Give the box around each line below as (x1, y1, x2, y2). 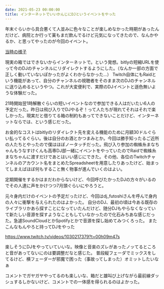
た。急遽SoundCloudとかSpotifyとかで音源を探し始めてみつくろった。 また (5, 217, 158, 224)
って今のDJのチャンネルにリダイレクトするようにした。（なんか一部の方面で (5, 65, 158, 71)
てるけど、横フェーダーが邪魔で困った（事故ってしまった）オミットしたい (5, 256, 155, 262)
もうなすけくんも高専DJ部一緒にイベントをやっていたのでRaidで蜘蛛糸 (13, 147, 157, 153)
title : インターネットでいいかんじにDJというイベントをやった (5, 12, 116, 17)
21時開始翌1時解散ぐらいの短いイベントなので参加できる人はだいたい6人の (5, 100, 156, 106)
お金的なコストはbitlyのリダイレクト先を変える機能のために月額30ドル (5, 129, 148, 135)
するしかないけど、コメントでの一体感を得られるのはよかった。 (13, 279, 142, 285)
